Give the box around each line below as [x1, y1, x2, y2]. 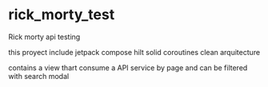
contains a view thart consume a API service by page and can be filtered [8, 62, 248, 73]
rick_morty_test [8, 6, 115, 24]
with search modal [8, 71, 70, 81]
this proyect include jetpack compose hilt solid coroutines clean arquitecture [8, 47, 261, 57]
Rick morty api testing [8, 32, 81, 42]
